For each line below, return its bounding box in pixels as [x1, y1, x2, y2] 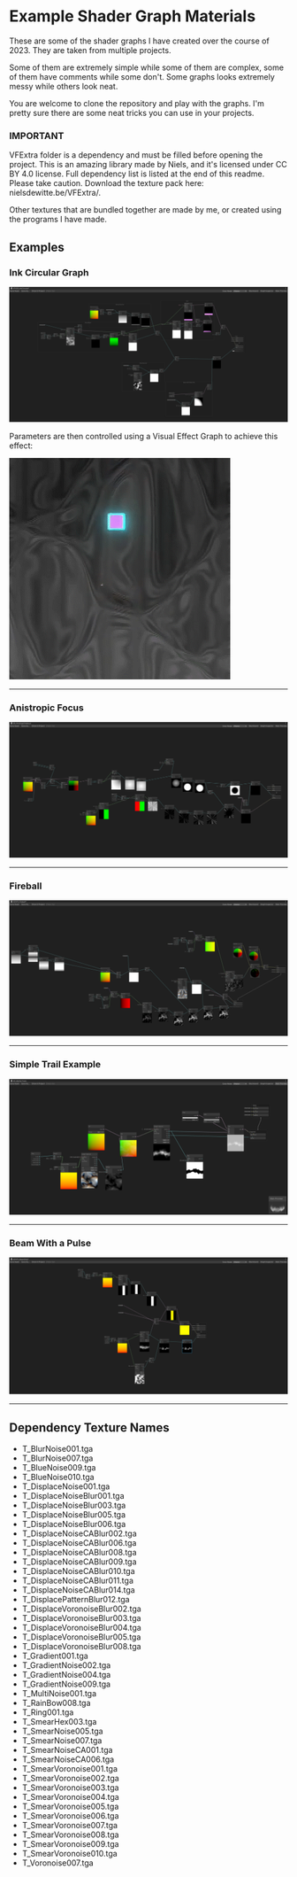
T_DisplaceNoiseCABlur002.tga [21, 1528, 137, 1539]
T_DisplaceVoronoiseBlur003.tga [21, 1612, 141, 1623]
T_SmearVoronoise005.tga [21, 1801, 119, 1811]
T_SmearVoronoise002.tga [21, 1772, 119, 1783]
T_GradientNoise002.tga [21, 1659, 111, 1671]
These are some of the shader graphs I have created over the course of [9, 35, 270, 46]
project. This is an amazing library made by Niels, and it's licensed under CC [9, 159, 287, 170]
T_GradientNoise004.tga [21, 1669, 111, 1679]
